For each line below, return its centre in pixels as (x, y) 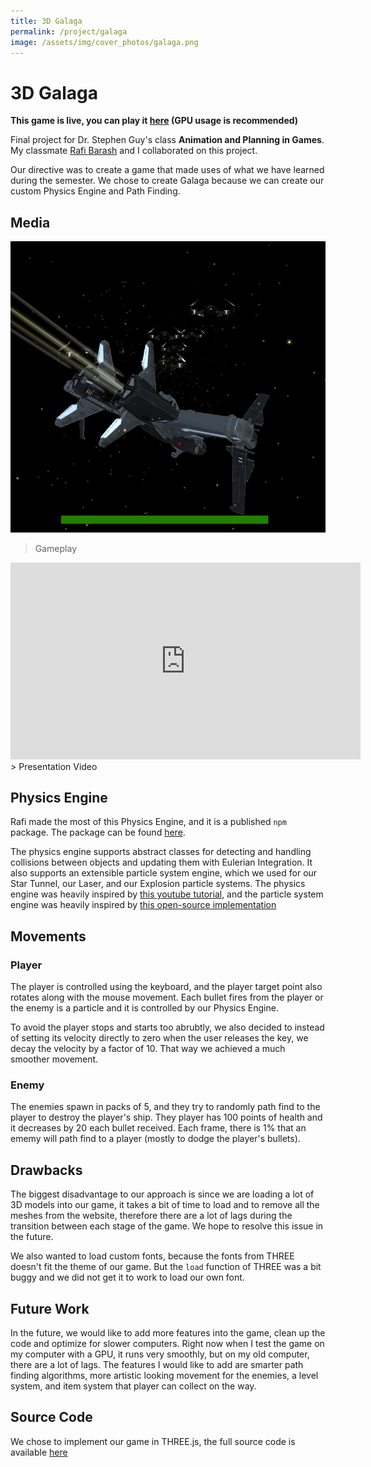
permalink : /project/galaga (69, 31)
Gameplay (56, 548)
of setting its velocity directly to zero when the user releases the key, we (159, 1038)
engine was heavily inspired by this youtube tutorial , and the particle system (167, 894)
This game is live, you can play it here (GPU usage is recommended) (154, 121)
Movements (48, 936)
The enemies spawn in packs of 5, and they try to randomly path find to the (165, 1107)
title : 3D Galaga (46, 21)
